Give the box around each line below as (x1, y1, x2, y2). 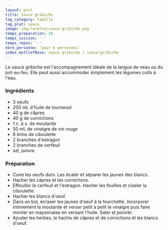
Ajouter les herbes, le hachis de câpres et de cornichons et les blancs (12, 215, 158, 221)
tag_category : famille (5, 17, 53, 22)
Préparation (5, 160, 35, 167)
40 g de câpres (12, 110, 45, 116)
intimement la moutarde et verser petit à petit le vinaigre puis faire (12, 204, 150, 210)
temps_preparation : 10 (5, 31, 53, 36)
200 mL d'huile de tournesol (12, 104, 72, 110)
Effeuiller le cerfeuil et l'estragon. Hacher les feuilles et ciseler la (12, 182, 147, 188)
